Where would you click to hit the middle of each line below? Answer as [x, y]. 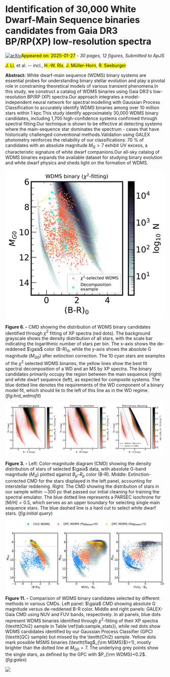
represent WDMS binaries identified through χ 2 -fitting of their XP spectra [82, 620]
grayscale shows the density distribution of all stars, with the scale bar [79, 338]
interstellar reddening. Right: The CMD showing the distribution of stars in [82, 486]
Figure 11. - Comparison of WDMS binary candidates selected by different [82, 598]
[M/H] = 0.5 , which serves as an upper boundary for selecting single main [83, 502]
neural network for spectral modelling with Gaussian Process [96, 102]
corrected [16, 481]
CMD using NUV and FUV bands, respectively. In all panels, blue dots [88, 615]
